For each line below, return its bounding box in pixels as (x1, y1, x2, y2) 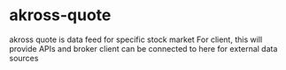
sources (9, 52, 39, 63)
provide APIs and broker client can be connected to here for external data (9, 43, 278, 53)
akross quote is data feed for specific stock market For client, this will (9, 34, 263, 45)
